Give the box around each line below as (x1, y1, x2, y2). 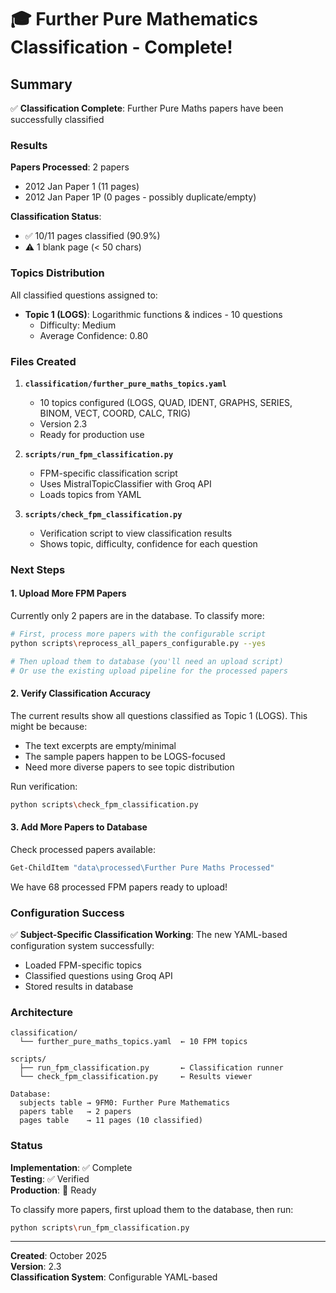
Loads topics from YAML (39, 488, 142, 500)
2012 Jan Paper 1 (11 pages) (24, 181, 140, 193)
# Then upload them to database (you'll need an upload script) (10, 656, 284, 666)
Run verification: (10, 780, 78, 792)
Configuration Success (10, 906, 125, 920)
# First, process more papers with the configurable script (10, 629, 267, 640)
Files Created (10, 354, 77, 368)
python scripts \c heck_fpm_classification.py (10, 799, 199, 810)
